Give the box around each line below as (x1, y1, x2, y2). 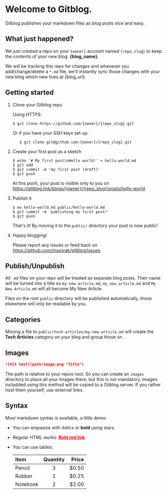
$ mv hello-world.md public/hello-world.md (12, 205, 105, 210)
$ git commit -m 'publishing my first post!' (12, 209, 109, 214)
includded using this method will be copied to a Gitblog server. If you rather (5, 382, 161, 388)
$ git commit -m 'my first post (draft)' (12, 167, 100, 172)
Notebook (15, 480, 39, 487)
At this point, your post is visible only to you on (12, 180, 109, 186)
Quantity (43, 456, 65, 463)
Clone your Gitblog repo (12, 101, 63, 107)
